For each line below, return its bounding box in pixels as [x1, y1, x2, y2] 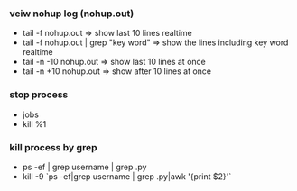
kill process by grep [9, 141, 97, 153]
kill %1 [22, 118, 47, 129]
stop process [9, 88, 69, 101]
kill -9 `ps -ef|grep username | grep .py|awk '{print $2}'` [22, 170, 232, 182]
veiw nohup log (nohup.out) [9, 7, 135, 20]
